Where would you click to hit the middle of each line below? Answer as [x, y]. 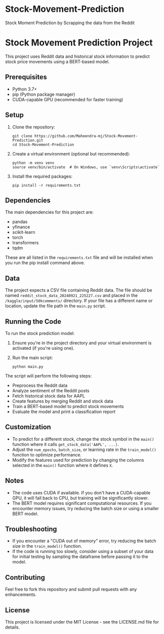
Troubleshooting [31, 529]
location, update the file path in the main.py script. [56, 306]
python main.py [28, 367]
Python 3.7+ [25, 89]
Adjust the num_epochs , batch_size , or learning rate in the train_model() [84, 449]
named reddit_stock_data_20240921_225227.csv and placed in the [71, 296]
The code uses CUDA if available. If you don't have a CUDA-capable [81, 492]
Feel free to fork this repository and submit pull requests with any [71, 589]
